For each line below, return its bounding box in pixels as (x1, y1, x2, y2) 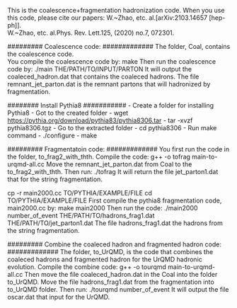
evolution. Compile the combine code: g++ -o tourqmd (7, 263, 166, 271)
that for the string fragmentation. (7, 175, 103, 183)
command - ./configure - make (7, 131, 98, 139)
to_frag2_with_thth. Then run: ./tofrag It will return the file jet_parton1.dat (7, 168, 219, 176)
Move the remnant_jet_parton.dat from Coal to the (45, 160, 192, 169)
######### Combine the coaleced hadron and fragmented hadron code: (7, 240, 221, 249)
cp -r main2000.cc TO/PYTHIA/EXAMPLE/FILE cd (7, 189, 152, 197)
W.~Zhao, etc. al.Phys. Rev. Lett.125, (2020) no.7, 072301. (7, 28, 175, 37)
